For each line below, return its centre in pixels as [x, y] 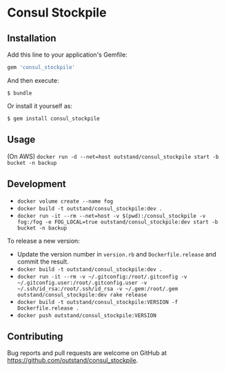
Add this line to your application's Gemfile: [67, 54]
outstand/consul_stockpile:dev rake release [82, 294]
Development [37, 184]
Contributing [35, 336]
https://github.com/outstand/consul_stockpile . [73, 361]
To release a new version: [44, 241]
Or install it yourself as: [40, 106]
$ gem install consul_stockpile [53, 119]
